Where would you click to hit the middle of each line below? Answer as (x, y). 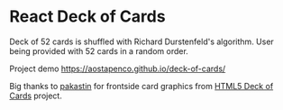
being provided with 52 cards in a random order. (99, 50)
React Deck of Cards (87, 17)
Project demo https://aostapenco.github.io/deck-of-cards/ (118, 69)
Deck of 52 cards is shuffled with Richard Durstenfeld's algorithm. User (142, 41)
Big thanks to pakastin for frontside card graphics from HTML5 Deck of (141, 86)
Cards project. (36, 96)
